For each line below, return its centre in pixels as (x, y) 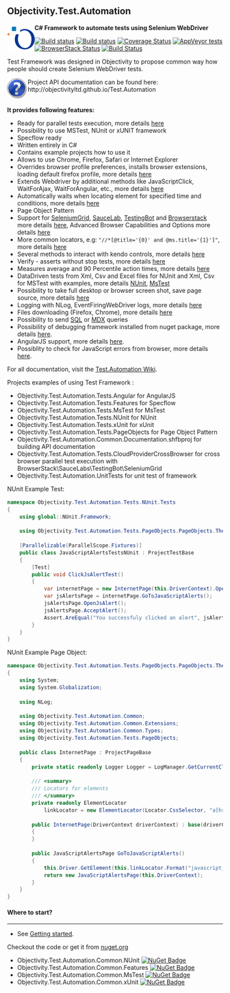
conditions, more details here (58, 203)
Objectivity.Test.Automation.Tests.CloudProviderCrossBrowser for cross (118, 454)
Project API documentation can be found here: (93, 82)
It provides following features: (51, 109)
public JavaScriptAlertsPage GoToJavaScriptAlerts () (108, 854)
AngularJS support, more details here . (71, 341)
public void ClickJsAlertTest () (78, 574)
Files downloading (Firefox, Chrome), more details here (94, 312)
